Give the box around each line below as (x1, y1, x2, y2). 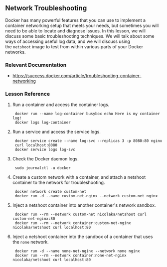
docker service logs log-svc (14, 147, 76, 152)
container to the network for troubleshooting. (12, 179, 105, 186)
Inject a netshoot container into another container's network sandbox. (12, 202, 156, 208)
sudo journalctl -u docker (14, 165, 71, 171)
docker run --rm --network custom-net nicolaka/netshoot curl (14, 212, 147, 217)
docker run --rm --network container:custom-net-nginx (14, 221, 131, 226)
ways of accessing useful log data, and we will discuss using (5, 38, 131, 44)
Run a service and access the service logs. (12, 129, 101, 135)
